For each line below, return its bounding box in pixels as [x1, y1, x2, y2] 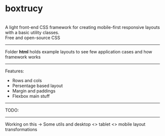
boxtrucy [5, 3, 43, 14]
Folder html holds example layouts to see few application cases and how [5, 48, 152, 54]
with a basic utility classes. [5, 29, 60, 35]
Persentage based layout [12, 83, 63, 89]
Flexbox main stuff [12, 93, 50, 99]
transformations [5, 126, 38, 132]
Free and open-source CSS [5, 35, 60, 41]
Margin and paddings [12, 88, 55, 93]
